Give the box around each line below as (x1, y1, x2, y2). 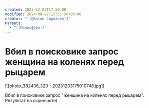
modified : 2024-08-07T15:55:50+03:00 (5, 12, 82, 17)
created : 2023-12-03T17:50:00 (5, 7, 67, 12)
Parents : (5, 20, 23, 26)
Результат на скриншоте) (5, 98, 57, 104)
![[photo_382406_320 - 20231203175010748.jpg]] (5, 83, 105, 89)
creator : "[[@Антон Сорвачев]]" (5, 16, 71, 21)
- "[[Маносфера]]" (9, 25, 47, 30)
